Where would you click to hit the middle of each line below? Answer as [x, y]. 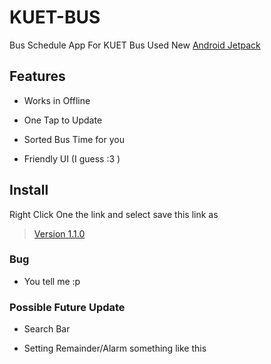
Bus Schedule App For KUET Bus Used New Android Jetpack [135, 45]
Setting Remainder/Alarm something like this [115, 348]
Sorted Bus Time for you [74, 139]
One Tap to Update [63, 120]
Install [29, 190]
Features [37, 76]
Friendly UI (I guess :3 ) [72, 158]
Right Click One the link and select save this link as [114, 214]
